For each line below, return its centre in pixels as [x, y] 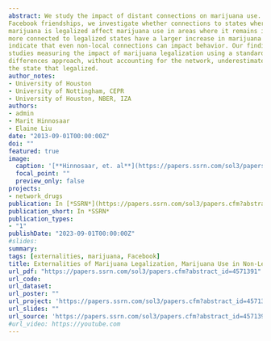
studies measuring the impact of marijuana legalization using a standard [137, 53]
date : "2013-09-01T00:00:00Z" [59, 136]
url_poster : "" [34, 294]
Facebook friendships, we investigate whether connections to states [128, 23]
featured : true [34, 151]
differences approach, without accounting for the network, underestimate [137, 61]
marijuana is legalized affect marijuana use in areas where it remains [133, 31]
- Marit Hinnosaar [39, 121]
